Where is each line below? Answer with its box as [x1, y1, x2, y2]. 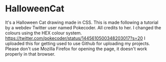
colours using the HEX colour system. [5, 30, 82, 36]
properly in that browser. [5, 51, 55, 57]
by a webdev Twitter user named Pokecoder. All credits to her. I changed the [5, 24, 162, 30]
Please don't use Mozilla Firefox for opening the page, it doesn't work [5, 46, 147, 52]
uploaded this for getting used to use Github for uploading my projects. [5, 40, 150, 46]
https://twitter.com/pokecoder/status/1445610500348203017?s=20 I [5, 35, 146, 41]
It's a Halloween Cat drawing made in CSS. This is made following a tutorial [5, 19, 159, 25]
